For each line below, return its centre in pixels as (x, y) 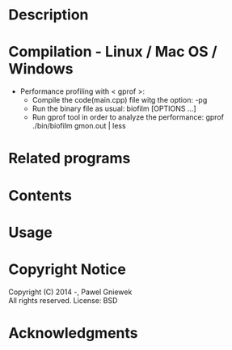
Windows (41, 69)
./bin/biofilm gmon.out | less (79, 126)
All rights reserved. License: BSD (63, 300)
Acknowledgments (74, 333)
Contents (40, 195)
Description (49, 15)
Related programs (70, 158)
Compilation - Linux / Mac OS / (113, 52)
